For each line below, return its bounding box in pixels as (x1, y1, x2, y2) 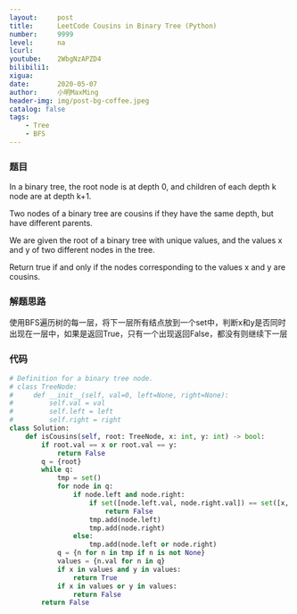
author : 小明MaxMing (9, 88, 99, 97)
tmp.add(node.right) (88, 524, 166, 533)
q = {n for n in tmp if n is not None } (56, 549, 205, 558)
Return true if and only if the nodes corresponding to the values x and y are (9, 262, 286, 273)
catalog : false (9, 105, 66, 114)
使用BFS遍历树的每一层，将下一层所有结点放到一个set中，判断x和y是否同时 (9, 317, 287, 328)
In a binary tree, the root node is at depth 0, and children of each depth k (9, 181, 276, 192)
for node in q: (56, 482, 114, 492)
